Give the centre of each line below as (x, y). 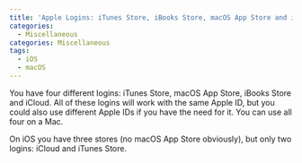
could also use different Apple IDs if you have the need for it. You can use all (151, 112)
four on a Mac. (36, 121)
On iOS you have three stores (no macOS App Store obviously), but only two (151, 139)
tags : (19, 51)
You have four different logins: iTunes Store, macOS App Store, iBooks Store (151, 93)
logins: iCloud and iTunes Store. (68, 148)
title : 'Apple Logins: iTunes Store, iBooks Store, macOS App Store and (148, 17)
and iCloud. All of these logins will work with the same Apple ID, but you (142, 102)
